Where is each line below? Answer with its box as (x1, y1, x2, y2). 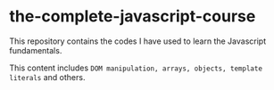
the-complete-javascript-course (9, 6, 256, 27)
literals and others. (9, 71, 86, 82)
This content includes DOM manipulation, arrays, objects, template (9, 62, 263, 73)
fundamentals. (9, 45, 62, 55)
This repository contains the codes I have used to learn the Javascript (9, 36, 266, 46)
